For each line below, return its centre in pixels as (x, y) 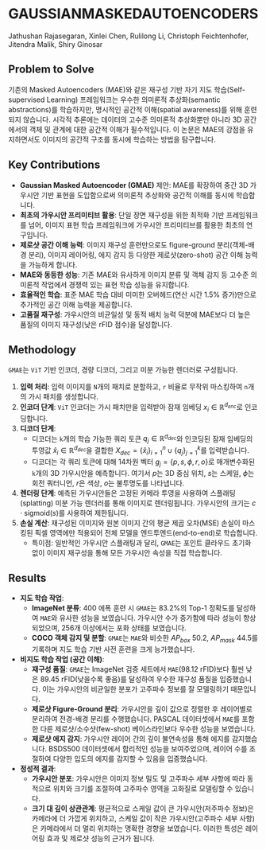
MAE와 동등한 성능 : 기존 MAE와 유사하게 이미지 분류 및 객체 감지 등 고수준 (134, 275)
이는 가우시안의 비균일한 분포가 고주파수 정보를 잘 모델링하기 (135, 689)
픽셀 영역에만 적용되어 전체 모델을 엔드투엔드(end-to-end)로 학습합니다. (146, 532)
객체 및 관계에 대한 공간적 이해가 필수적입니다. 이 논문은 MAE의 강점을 (137, 129)
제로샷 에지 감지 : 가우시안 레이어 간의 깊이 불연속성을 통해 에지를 (131, 739)
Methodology (42, 350)
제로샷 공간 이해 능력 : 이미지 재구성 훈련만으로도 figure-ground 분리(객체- (134, 244)
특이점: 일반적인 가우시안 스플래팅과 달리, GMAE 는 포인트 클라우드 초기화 (141, 543)
